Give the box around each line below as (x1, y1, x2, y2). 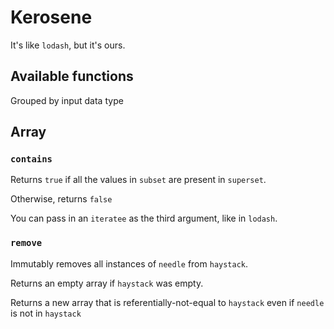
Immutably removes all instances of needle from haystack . (10, 257, 249, 270)
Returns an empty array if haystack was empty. (10, 277, 204, 289)
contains (10, 154, 53, 165)
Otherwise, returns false (10, 193, 113, 205)
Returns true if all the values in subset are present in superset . (10, 174, 267, 186)
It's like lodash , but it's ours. (10, 39, 126, 51)
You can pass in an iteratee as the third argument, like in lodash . (10, 212, 278, 225)
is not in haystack (10, 307, 82, 319)
